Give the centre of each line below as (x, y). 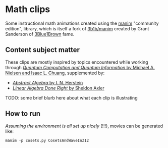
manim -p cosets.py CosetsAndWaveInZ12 (47, 140)
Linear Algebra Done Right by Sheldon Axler (58, 88)
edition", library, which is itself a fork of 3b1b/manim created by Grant (77, 28)
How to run (23, 114)
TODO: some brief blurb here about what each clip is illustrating (71, 97)
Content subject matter (42, 50)
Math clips (28, 9)
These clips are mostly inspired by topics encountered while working (77, 62)
